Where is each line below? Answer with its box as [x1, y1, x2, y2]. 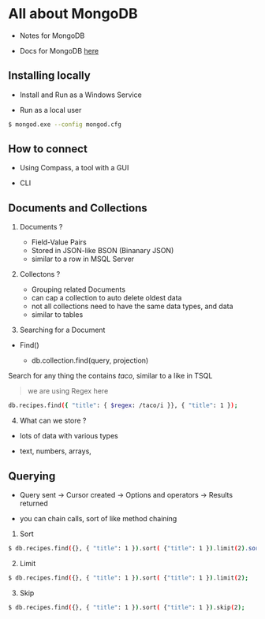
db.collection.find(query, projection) [31, 356, 149, 365]
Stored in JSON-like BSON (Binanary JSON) [31, 246, 174, 255]
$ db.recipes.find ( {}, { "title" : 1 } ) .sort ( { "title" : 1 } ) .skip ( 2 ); [8, 603, 245, 611]
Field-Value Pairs [31, 237, 87, 247]
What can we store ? [19, 416, 87, 426]
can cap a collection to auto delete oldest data [31, 293, 182, 303]
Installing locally [8, 69, 91, 83]
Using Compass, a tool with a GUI [19, 163, 129, 173]
